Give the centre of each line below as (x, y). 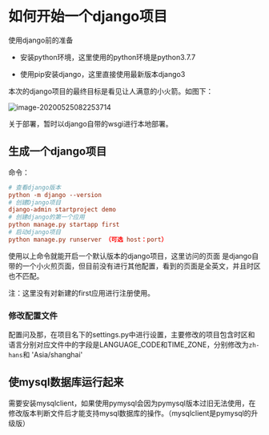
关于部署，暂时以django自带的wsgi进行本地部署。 (90, 123)
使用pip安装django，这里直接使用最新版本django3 (102, 74)
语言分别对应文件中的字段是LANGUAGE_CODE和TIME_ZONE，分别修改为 (129, 344)
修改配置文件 (33, 316)
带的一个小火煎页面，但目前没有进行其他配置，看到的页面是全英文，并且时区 (134, 266)
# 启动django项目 (35, 232)
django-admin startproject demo (62, 210)
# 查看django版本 (35, 187)
